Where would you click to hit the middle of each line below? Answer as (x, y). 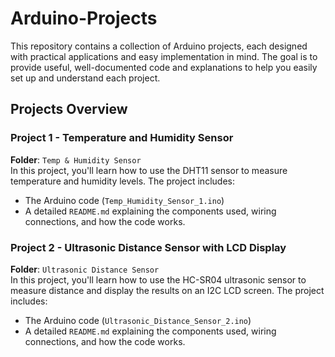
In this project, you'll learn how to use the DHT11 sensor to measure (149, 170)
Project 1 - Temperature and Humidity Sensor (122, 138)
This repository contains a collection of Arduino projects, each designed (159, 46)
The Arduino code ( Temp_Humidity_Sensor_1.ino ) (124, 200)
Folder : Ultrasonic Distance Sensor (85, 269)
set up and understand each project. (85, 78)
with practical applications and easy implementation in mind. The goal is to (164, 56)
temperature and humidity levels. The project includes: (122, 181)
